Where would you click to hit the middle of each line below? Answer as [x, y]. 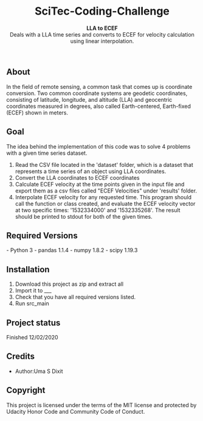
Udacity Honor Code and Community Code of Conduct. [76, 411]
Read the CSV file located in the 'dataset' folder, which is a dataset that [104, 165]
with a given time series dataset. [47, 153]
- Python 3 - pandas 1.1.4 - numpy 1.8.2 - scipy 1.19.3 [72, 250]
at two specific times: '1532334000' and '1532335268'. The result [98, 210]
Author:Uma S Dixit [39, 371]
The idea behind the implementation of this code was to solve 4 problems [98, 146]
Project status [33, 323]
